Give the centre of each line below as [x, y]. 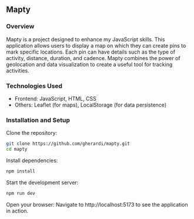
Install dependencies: [32, 161]
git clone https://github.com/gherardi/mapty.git [68, 144]
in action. [17, 211]
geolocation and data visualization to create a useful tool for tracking [89, 64]
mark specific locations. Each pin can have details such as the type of [91, 52]
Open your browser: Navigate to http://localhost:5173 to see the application [97, 204]
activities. [18, 71]
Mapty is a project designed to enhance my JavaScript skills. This [86, 39]
